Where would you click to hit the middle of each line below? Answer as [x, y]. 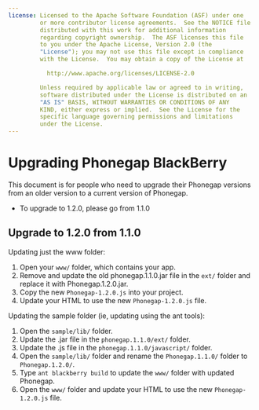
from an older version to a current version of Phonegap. [98, 192]
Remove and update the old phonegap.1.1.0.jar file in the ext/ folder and [135, 275]
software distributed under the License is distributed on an [143, 95]
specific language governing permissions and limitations [137, 117]
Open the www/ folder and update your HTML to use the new [116, 389]
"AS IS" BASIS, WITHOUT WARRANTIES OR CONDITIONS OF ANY [135, 102]
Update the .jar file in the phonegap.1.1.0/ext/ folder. [105, 339]
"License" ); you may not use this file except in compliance [142, 52]
